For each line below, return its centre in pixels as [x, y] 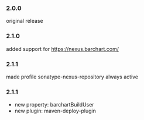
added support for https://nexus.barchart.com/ [62, 49]
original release [25, 21]
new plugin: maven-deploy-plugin [55, 111]
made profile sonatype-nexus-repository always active [72, 77]
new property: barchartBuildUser [54, 105]
